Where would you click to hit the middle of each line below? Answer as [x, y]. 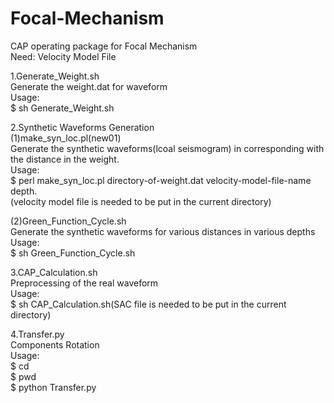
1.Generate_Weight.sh [55, 76]
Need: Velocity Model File [63, 56]
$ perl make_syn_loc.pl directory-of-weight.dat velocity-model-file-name [161, 180]
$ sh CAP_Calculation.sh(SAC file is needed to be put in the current [148, 304]
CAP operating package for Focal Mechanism [104, 46]
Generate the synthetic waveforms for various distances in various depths [163, 231]
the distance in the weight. [65, 159]
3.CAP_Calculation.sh [54, 272]
